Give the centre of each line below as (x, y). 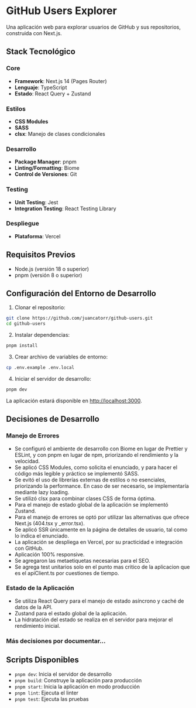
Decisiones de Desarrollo (53, 419)
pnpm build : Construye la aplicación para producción (78, 680)
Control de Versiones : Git (46, 175)
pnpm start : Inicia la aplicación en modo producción (77, 686)
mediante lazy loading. (42, 492)
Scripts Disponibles (42, 660)
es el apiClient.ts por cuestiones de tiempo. (67, 573)
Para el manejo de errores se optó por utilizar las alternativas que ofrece (102, 517)
